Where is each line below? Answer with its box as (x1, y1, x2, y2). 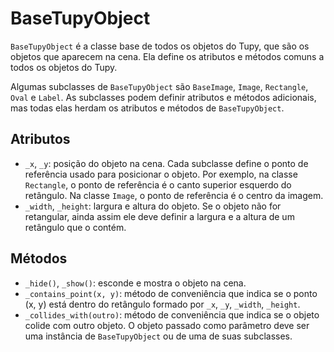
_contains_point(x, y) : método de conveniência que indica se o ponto (24, 287, 318, 299)
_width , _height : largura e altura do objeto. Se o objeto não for (24, 200, 282, 212)
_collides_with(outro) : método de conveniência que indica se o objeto (24, 308, 320, 321)
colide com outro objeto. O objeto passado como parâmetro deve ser (24, 319, 310, 331)
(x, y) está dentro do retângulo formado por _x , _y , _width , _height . (24, 298, 301, 310)
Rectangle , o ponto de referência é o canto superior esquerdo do (24, 178, 292, 191)
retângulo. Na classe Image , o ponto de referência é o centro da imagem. (24, 189, 324, 201)
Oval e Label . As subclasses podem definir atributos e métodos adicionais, (10, 91, 317, 103)
